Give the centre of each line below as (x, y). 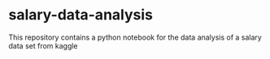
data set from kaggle (44, 45)
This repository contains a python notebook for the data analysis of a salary (135, 37)
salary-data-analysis (81, 15)
